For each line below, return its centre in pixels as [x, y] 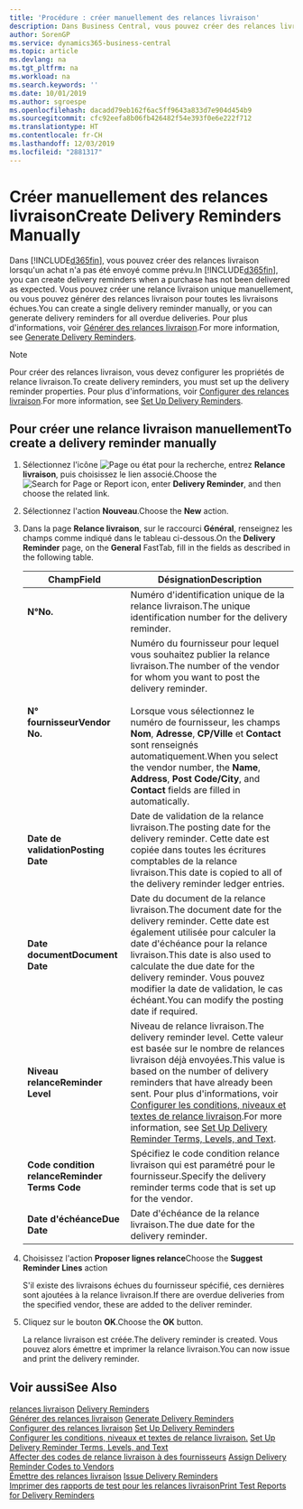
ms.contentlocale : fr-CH [56, 135]
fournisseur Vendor [69, 722]
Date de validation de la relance [197, 816]
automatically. [160, 802]
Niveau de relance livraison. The [197, 1026]
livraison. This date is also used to [201, 955]
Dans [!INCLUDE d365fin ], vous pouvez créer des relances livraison [134, 260]
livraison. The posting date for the [200, 827]
